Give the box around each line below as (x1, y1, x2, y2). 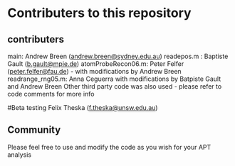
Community (7, 124, 61, 136)
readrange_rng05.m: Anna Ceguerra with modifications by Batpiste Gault (7, 74, 221, 83)
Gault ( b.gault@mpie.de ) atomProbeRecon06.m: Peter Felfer (7, 60, 184, 68)
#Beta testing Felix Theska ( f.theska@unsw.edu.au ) (7, 104, 158, 111)
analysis (7, 150, 32, 159)
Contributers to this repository (7, 5, 192, 21)
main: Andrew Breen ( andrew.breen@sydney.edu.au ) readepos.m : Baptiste (7, 52, 229, 60)
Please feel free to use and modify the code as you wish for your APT (7, 143, 211, 151)
